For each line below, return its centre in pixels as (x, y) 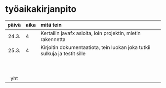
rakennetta (53, 39)
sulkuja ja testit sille (63, 53)
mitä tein (51, 25)
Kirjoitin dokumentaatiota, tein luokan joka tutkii (95, 47)
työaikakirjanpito (41, 9)
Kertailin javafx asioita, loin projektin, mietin (90, 33)
